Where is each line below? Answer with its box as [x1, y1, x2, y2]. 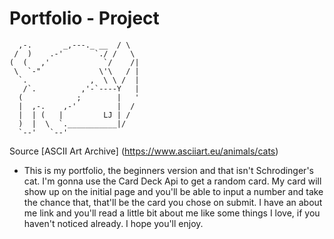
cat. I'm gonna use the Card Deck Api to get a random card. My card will [23, 175, 322, 187]
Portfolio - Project [9, 7, 160, 30]
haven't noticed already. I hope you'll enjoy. [23, 217, 204, 229]
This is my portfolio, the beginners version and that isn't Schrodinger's [23, 164, 314, 176]
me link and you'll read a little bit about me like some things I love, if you [23, 207, 321, 219]
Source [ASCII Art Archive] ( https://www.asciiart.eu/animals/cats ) [9, 145, 279, 157]
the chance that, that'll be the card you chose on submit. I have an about [23, 196, 323, 208]
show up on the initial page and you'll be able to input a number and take [23, 185, 324, 197]
